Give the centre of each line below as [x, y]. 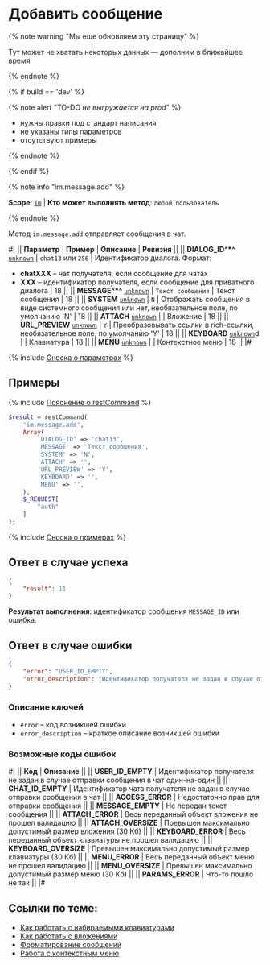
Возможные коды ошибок [62, 754]
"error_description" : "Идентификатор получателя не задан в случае [138, 679]
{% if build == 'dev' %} [46, 91]
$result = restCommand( [48, 417]
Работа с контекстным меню [70, 953]
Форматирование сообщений [71, 945]
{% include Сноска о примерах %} [67, 537]
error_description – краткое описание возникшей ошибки [120, 733]
